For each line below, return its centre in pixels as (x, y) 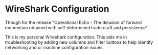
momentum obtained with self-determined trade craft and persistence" (77, 27)
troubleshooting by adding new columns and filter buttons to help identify (79, 42)
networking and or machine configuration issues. (55, 47)
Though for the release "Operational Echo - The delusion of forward (73, 22)
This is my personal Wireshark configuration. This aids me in (66, 37)
